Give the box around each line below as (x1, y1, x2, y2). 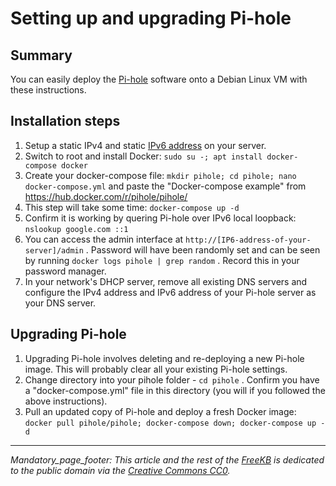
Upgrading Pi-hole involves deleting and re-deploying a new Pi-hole (24, 352, 305, 364)
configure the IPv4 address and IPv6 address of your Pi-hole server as (24, 286, 317, 298)
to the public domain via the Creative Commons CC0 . (10, 464, 231, 476)
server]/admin (24, 245, 84, 256)
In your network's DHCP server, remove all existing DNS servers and (24, 275, 308, 287)
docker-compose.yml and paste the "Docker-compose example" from (24, 180, 307, 192)
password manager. (24, 265, 107, 277)
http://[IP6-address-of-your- (185, 235, 312, 245)
